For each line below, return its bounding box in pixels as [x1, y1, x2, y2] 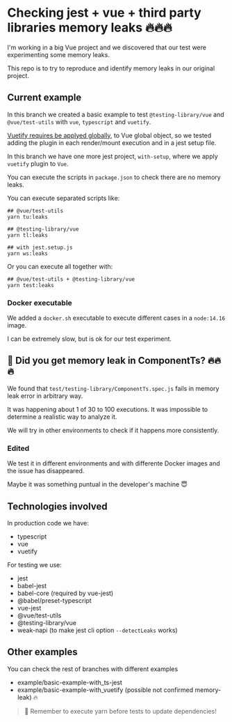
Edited [7, 443, 30, 453]
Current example [7, 92, 82, 104]
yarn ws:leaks [7, 249, 49, 257]
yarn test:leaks [7, 282, 54, 289]
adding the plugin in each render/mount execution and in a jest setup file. [7, 138, 217, 147]
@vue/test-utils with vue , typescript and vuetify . [7, 117, 151, 126]
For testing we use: [7, 560, 63, 569]
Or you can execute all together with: [7, 262, 113, 270]
